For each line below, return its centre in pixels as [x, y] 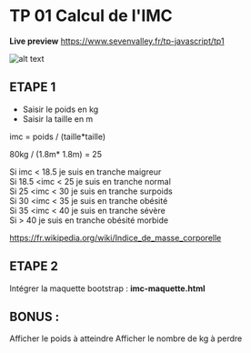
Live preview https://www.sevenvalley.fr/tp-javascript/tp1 [117, 41]
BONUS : [35, 316]
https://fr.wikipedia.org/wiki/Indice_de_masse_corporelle [115, 237]
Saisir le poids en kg [60, 109]
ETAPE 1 [33, 87]
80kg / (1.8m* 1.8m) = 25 [56, 154]
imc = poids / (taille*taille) [58, 136]
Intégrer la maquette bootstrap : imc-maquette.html [108, 288]
